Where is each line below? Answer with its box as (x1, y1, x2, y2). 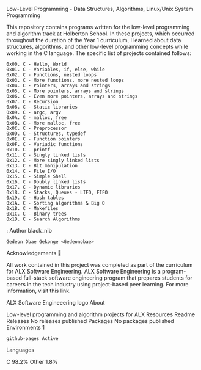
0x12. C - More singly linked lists (6, 158, 100, 164)
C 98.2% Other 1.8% (6, 358, 58, 365)
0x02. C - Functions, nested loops (6, 72, 97, 78)
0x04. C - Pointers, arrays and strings (6, 82, 111, 89)
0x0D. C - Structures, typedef (6, 131, 86, 137)
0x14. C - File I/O (6, 168, 56, 174)
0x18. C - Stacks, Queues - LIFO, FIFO (6, 189, 108, 195)
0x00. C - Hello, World (6, 61, 67, 67)
